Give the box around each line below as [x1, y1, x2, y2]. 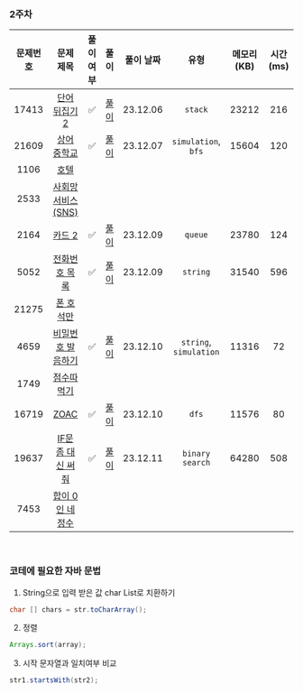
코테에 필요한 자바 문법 [9, 565, 102, 577]
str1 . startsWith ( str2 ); [9, 676, 99, 685]
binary [181, 448, 211, 459]
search [181, 457, 211, 468]
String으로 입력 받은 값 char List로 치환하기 [22, 587, 176, 597]
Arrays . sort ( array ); [9, 641, 87, 650]
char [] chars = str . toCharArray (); [9, 605, 147, 614]
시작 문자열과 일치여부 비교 [22, 658, 117, 669]
